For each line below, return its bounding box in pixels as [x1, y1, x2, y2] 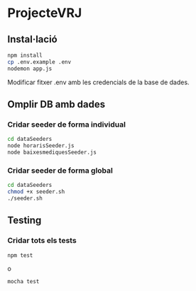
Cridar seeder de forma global [7, 165, 114, 175]
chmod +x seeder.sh [7, 188, 65, 195]
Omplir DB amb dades [7, 98, 106, 110]
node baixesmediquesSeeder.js [7, 149, 97, 156]
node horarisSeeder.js [7, 142, 75, 149]
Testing [7, 215, 42, 227]
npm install [7, 52, 43, 59]
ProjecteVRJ [7, 5, 82, 21]
